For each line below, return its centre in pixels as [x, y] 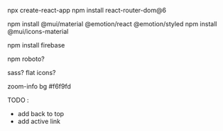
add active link [39, 121]
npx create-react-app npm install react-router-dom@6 [87, 10]
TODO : [18, 100]
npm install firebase [36, 45]
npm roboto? [26, 59]
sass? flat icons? [32, 73]
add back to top [41, 114]
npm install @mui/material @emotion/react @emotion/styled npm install [112, 24]
